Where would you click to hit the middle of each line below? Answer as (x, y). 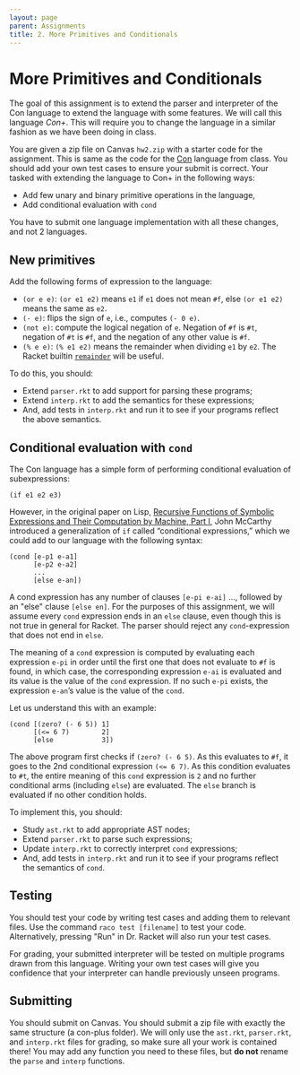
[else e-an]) (57, 580)
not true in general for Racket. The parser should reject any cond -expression (150, 625)
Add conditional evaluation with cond (89, 205)
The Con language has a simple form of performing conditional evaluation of (150, 469)
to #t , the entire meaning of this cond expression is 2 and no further (133, 776)
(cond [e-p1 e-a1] (43, 557)
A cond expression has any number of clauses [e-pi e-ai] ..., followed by (146, 596)
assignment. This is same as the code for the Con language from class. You (149, 159)
